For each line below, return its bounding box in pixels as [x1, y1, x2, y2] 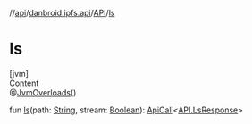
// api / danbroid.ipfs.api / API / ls [9, 8, 115, 18]
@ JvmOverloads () [9, 87, 77, 97]
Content [9, 78, 39, 88]
